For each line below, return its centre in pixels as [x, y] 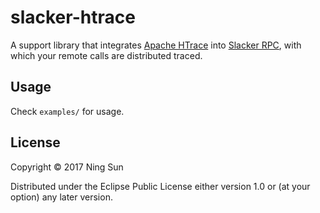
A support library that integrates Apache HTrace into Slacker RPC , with [156, 45]
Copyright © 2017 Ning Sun [67, 167]
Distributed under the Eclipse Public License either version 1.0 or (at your [160, 186]
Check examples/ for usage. [67, 111]
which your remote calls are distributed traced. [106, 55]
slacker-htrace [73, 17]
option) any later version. [61, 197]
